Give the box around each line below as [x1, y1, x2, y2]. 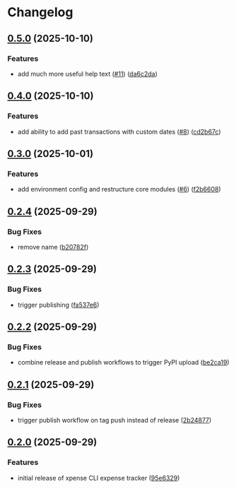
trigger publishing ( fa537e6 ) [17, 300, 100, 309]
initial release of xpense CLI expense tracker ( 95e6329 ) [17, 473, 180, 482]
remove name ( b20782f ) [17, 242, 89, 251]
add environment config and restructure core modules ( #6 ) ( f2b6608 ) [17, 185, 221, 194]
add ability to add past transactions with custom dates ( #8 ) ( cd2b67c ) [17, 127, 221, 136]
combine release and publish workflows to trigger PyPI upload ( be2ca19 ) [17, 358, 230, 367]
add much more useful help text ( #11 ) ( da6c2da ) [17, 69, 158, 78]
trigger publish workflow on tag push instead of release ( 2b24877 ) [17, 416, 212, 424]
